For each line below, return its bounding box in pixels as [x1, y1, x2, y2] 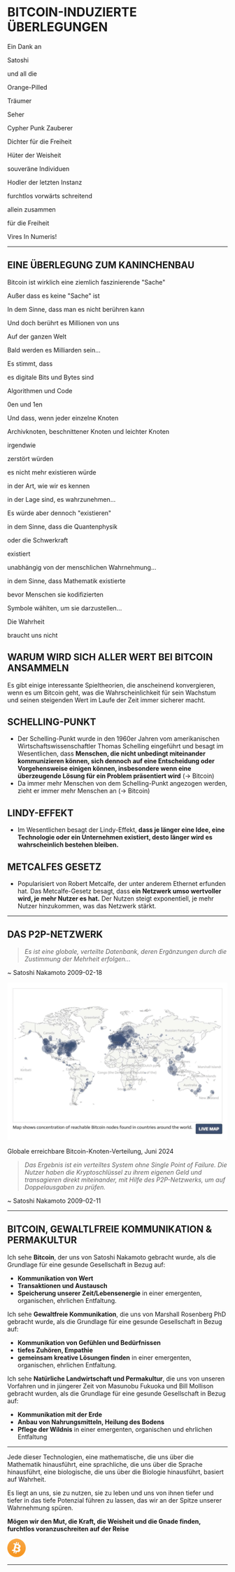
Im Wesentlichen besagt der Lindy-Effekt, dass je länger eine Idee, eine [17, 826, 225, 834]
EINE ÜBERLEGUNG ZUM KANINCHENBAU [7, 259, 194, 271]
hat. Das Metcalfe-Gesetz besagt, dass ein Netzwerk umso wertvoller [17, 887, 222, 895]
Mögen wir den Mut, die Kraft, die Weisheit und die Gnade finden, [7, 1517, 201, 1525]
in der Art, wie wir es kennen [7, 481, 90, 490]
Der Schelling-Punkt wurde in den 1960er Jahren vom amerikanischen [17, 734, 220, 743]
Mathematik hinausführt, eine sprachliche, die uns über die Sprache [7, 1460, 203, 1468]
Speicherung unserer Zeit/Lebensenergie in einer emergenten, [17, 1289, 202, 1297]
